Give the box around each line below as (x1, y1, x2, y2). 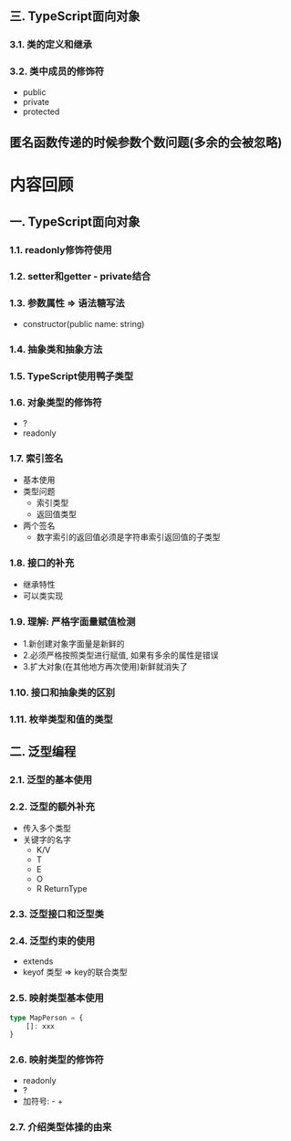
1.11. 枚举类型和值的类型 (9, 713, 114, 725)
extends (22, 956, 54, 967)
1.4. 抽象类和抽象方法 (9, 343, 103, 355)
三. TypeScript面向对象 (9, 8, 140, 25)
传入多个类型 (22, 823, 71, 834)
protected (22, 106, 60, 117)
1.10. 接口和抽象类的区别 (9, 686, 116, 699)
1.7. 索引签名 (9, 451, 64, 464)
